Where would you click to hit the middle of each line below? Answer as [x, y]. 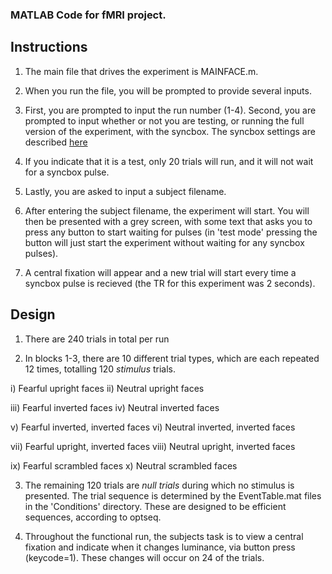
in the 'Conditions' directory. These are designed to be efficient [155, 506]
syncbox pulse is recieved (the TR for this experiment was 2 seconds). [170, 283]
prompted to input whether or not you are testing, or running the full [164, 120]
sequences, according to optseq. [93, 517]
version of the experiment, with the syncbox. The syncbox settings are [170, 131]
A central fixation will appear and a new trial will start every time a [160, 272]
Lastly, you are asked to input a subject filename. [125, 191]
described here [56, 142]
